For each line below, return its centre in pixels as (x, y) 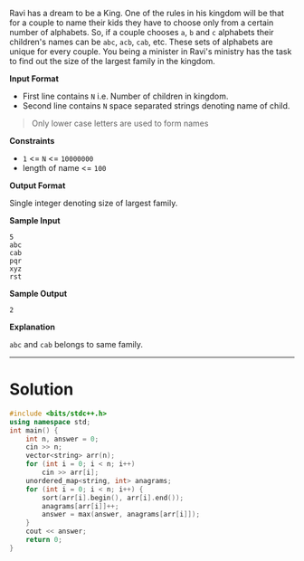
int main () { (34, 430)
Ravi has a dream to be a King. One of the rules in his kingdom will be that (147, 13)
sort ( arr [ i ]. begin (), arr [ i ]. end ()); (113, 498)
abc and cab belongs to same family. (76, 344)
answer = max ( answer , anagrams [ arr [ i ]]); (121, 515)
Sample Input (35, 220)
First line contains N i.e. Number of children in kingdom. (125, 96)
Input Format (34, 79)
